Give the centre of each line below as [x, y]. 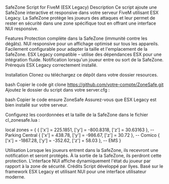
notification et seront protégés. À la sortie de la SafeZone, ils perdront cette [83, 156]
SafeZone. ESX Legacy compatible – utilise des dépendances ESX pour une [83, 54]
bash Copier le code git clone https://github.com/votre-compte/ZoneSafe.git [84, 84]
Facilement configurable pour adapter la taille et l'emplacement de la [76, 49]
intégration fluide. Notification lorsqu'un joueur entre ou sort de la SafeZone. [84, 60]
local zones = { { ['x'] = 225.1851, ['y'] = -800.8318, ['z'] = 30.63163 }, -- [80, 130]
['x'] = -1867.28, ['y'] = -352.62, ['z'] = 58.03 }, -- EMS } [63, 141]
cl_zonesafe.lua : [23, 120]
